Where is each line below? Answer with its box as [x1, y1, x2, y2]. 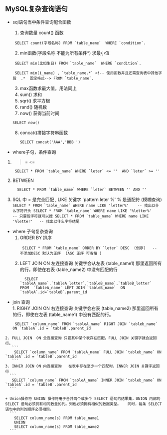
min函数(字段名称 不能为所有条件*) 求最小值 [19, 49, 110, 56]
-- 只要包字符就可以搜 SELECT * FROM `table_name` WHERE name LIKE [12, 213, 149, 218]
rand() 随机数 [19, 104, 47, 110]
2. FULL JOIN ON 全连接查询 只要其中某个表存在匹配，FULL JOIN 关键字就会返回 [5, 335, 157, 340]
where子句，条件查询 [12, 149, 56, 155]
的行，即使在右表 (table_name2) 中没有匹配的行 [19, 266, 118, 272]
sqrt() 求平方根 [19, 97, 50, 103]
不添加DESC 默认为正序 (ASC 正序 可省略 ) [19, 250, 102, 256]
